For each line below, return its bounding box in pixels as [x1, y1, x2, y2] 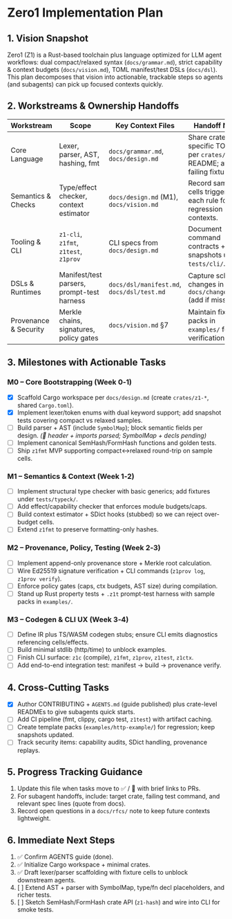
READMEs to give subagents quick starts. [17, 708, 135, 716]
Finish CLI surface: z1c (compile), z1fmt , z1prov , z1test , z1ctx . [17, 653, 194, 662]
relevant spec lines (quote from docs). [17, 799, 126, 808]
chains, [59, 316, 83, 325]
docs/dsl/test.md [108, 288, 166, 295]
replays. [17, 746, 40, 754]
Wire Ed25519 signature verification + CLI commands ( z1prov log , [17, 566, 206, 575]
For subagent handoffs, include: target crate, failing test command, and [17, 792, 220, 801]
